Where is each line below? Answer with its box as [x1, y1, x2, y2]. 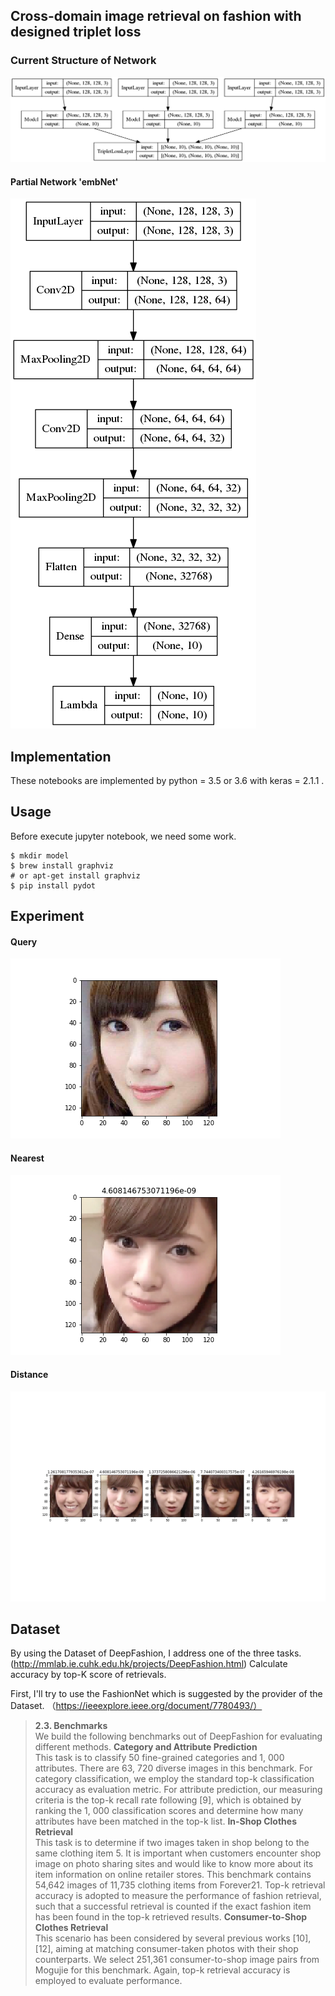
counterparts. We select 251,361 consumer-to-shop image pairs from [34, 1954, 320, 1966]
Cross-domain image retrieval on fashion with [10, 8, 302, 25]
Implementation [10, 748, 112, 765]
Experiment [10, 908, 85, 925]
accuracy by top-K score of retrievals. [10, 1669, 167, 1681]
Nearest [10, 1152, 45, 1164]
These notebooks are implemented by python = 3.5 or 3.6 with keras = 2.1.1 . [10, 775, 325, 787]
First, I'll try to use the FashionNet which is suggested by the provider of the [10, 1688, 323, 1700]
